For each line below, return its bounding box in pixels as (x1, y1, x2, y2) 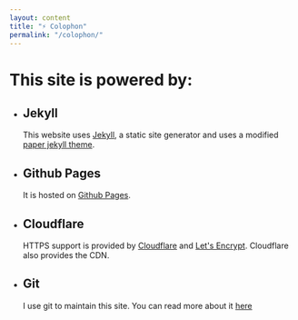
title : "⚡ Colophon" (9, 22, 88, 31)
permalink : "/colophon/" (9, 30, 104, 39)
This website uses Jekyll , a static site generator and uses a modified (22, 129, 279, 141)
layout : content (9, 13, 71, 23)
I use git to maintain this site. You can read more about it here (22, 300, 253, 311)
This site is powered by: (9, 69, 194, 90)
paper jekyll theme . (22, 139, 95, 150)
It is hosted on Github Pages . (22, 190, 132, 201)
